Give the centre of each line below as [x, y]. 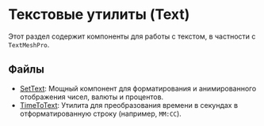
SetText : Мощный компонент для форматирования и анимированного [138, 88]
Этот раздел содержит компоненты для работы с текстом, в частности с [132, 36]
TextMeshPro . [29, 44]
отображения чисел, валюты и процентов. [92, 97]
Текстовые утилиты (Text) [99, 15]
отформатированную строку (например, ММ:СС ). [101, 113]
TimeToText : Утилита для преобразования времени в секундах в [129, 105]
